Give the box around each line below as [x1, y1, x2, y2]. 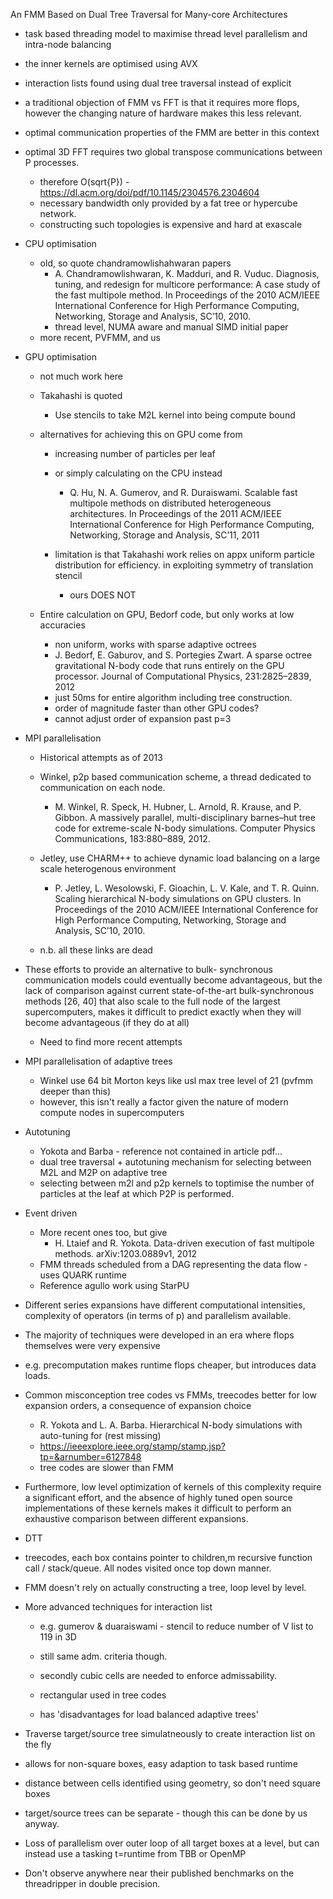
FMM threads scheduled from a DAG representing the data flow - [39, 1259, 308, 1270]
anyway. [24, 1818, 60, 1829]
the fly [24, 1739, 52, 1750]
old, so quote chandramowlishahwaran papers [39, 257, 232, 269]
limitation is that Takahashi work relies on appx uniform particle [54, 549, 315, 560]
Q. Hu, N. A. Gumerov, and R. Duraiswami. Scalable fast [69, 487, 298, 498]
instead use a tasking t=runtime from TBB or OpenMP [24, 1848, 247, 1859]
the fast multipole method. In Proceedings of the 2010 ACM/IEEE [54, 289, 321, 301]
